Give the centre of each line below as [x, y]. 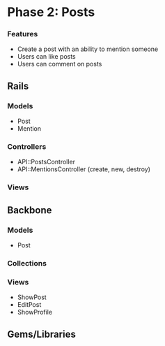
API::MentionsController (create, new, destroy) [84, 169]
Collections [27, 263]
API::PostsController [46, 162]
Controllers [27, 147]
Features [23, 34]
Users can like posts [47, 57]
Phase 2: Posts [51, 12]
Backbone [30, 210]
